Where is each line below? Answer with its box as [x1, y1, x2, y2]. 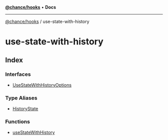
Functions [5, 118, 30, 125]
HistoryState [12, 106, 38, 112]
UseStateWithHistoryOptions [12, 82, 71, 88]
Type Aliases [5, 94, 37, 101]
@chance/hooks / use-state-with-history [5, 18, 89, 24]
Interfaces [5, 71, 31, 78]
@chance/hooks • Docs [5, 4, 56, 10]
